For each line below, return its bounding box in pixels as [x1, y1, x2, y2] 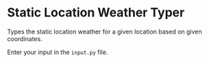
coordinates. [7, 34, 42, 42]
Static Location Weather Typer [7, 5, 185, 21]
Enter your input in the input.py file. [7, 48, 108, 56]
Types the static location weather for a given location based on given [7, 27, 202, 36]
